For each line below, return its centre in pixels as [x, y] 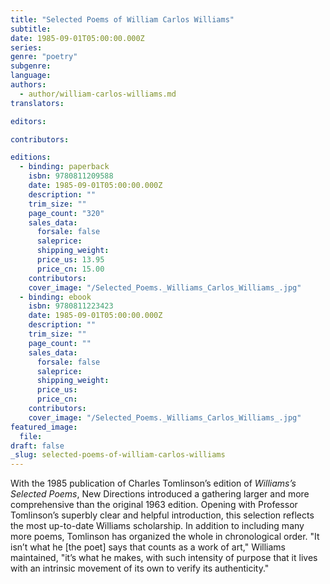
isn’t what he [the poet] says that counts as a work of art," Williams [148, 547]
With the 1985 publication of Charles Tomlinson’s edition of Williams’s [153, 483]
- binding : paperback [64, 167]
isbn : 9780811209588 [71, 176]
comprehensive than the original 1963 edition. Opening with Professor [154, 505]
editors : [28, 121]
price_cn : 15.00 [70, 269]
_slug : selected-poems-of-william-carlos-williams [118, 455]
